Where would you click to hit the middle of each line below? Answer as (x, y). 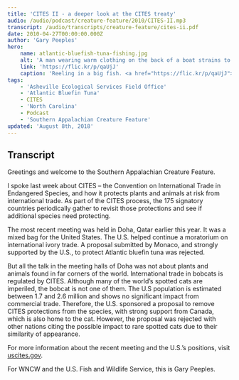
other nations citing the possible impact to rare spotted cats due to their (113, 327)
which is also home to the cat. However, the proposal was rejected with (112, 319)
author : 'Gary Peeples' (43, 40)
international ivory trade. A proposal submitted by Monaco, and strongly (113, 245)
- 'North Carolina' (49, 107)
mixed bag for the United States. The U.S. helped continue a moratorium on (118, 237)
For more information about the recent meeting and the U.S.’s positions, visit (119, 348)
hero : (15, 47)
